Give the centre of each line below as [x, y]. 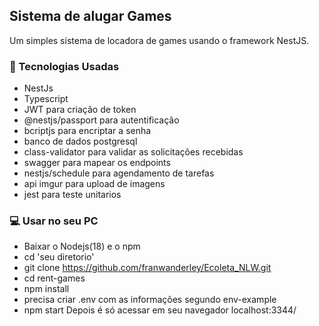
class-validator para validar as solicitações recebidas [133, 152]
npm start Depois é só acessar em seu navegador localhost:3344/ [160, 310]
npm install [46, 289]
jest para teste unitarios [72, 195]
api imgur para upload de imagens [94, 184]
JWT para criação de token [80, 110]
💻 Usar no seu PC [54, 221]
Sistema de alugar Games [90, 16]
